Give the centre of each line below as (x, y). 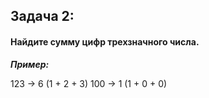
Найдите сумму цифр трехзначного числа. (105, 41)
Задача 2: (42, 16)
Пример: (30, 64)
